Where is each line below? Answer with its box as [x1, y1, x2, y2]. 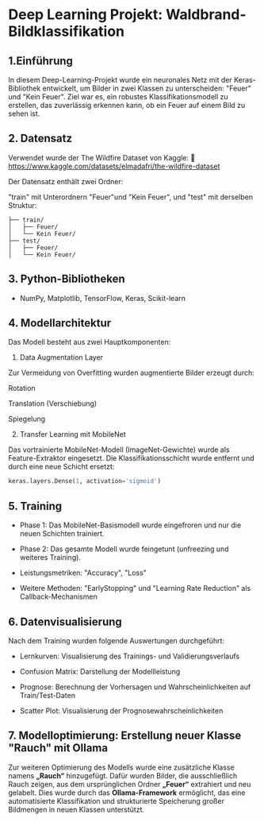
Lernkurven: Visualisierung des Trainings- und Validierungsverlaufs [19, 651, 240, 661]
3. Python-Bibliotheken [8, 272, 125, 286]
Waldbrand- [166, 6, 247, 24]
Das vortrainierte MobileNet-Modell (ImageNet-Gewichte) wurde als [8, 445, 230, 454]
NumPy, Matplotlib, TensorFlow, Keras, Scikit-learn [19, 293, 186, 303]
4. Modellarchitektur [8, 316, 112, 330]
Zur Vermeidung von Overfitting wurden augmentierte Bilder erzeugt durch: [8, 368, 255, 378]
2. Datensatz [8, 132, 73, 145]
